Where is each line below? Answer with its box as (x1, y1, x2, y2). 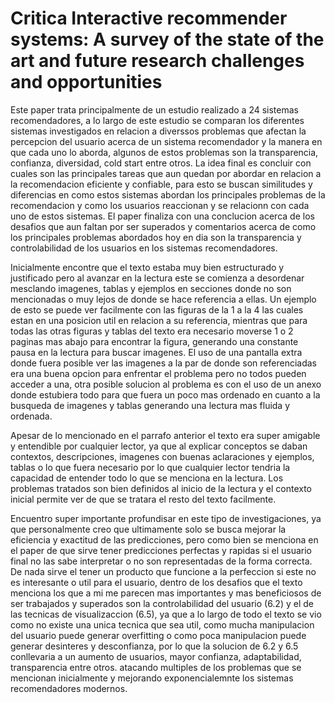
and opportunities (10, 71, 163, 94)
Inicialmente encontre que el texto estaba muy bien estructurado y (10, 261, 285, 273)
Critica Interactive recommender (10, 7, 288, 30)
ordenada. (10, 410, 53, 422)
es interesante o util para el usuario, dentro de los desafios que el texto (10, 576, 303, 588)
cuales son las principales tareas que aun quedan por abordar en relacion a (10, 167, 322, 179)
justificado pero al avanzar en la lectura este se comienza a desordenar (10, 272, 305, 284)
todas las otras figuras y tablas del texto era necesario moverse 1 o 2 (10, 325, 294, 337)
